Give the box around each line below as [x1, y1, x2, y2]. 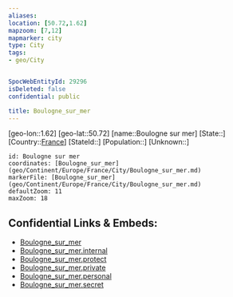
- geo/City [8, 57, 45, 65]
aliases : [8, 11, 38, 20]
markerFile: [8, 173, 48, 182]
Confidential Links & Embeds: [8, 216, 158, 230]
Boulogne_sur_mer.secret [19, 280, 104, 290]
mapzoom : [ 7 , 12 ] [8, 26, 62, 34]
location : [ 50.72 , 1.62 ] [8, 19, 88, 27]
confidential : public [8, 93, 81, 101]
